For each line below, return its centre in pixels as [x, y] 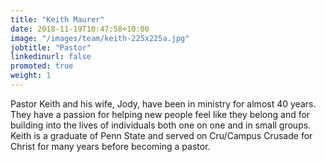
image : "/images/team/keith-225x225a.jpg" [100, 38]
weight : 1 [31, 76]
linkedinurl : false [51, 57]
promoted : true [42, 66]
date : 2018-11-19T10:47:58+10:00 [80, 29]
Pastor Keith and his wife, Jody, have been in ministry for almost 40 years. [163, 103]
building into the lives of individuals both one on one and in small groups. [161, 125]
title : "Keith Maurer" [57, 19]
